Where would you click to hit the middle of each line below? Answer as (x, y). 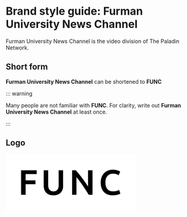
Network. (17, 48)
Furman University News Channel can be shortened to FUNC (84, 81)
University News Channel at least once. (57, 112)
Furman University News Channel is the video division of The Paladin (93, 41)
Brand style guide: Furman (74, 11)
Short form (27, 67)
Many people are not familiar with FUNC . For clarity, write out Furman (94, 105)
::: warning (19, 94)
